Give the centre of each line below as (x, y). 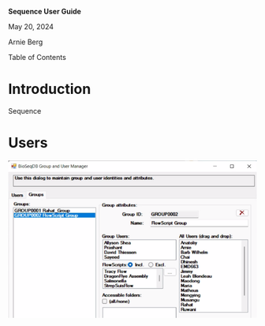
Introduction (50, 89)
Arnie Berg (26, 42)
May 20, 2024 (31, 26)
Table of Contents (37, 57)
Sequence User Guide (45, 11)
